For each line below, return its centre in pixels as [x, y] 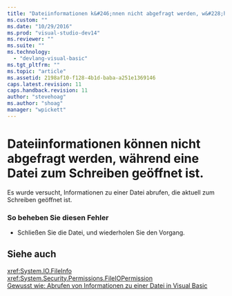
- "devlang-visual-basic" [51, 59]
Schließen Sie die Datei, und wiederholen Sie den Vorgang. [101, 233]
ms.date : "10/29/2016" [40, 26]
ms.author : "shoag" [35, 103]
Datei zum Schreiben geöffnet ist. [106, 173]
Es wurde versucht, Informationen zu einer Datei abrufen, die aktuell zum [111, 192]
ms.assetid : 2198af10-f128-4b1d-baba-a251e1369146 [81, 78]
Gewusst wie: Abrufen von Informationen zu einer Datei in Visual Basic [107, 285]
